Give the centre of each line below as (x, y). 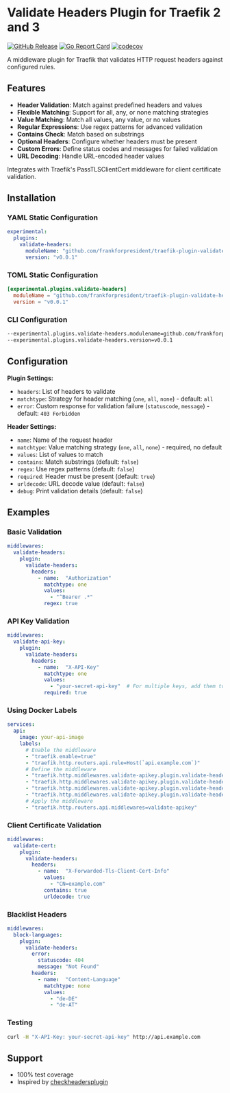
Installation (31, 198)
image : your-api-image (52, 738)
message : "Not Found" (68, 967)
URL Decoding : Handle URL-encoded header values (90, 156)
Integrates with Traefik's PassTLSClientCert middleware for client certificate (114, 169)
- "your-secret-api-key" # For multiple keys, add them (133, 686)
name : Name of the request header (65, 440)
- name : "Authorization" (74, 578)
